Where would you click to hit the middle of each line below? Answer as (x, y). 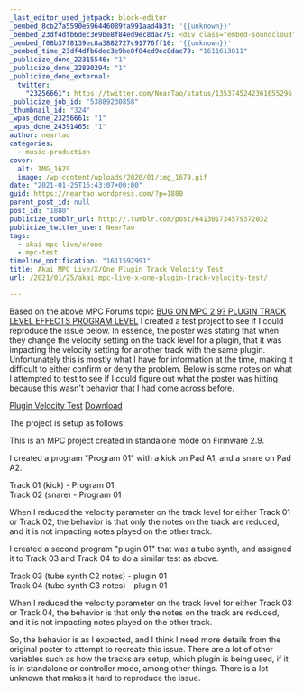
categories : (32, 143)
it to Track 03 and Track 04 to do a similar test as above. (114, 558)
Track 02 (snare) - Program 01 (65, 494)
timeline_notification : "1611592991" (80, 261)
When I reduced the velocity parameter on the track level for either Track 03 (151, 603)
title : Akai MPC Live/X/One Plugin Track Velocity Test (116, 270)
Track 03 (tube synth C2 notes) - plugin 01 (88, 576)
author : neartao (40, 135)
